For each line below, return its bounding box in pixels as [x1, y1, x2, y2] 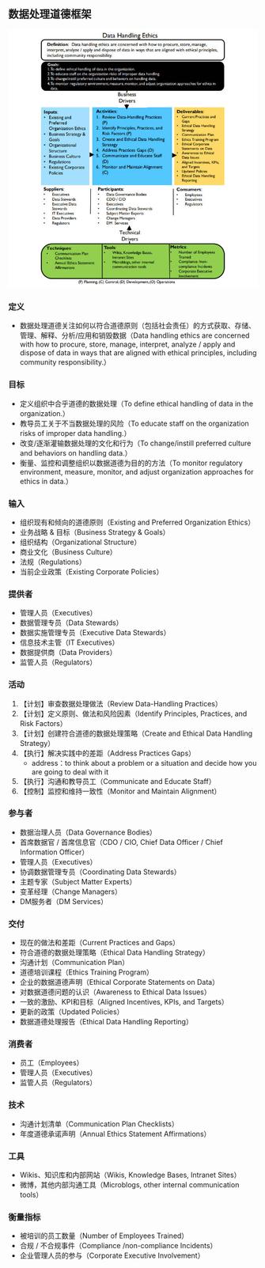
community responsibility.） [19, 358, 111, 367]
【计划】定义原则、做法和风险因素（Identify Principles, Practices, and [19, 709, 248, 718]
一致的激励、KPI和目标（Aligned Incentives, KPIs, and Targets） [19, 997, 229, 1007]
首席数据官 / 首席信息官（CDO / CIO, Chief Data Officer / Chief [19, 837, 223, 846]
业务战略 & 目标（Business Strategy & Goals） [19, 527, 170, 536]
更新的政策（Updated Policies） [19, 1007, 124, 1016]
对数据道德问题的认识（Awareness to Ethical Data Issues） [19, 987, 211, 997]
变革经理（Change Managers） [19, 887, 123, 896]
